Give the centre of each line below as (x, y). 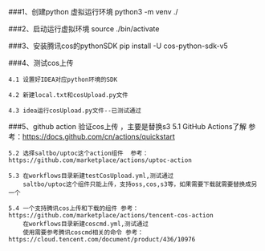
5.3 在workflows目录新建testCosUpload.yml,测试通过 (91, 176)
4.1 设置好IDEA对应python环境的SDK (63, 79)
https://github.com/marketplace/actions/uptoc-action (100, 160)
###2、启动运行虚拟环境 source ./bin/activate (84, 29)
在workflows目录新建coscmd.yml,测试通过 (86, 224)
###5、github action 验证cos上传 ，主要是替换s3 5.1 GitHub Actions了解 (128, 126)
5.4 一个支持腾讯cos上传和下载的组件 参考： (73, 208)
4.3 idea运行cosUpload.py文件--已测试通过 (75, 111)
